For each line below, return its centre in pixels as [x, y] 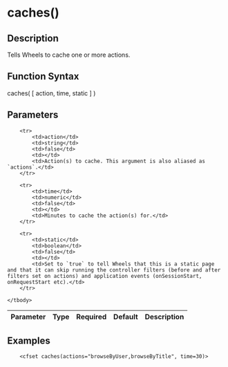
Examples [29, 341]
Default [125, 317]
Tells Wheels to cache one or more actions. [69, 55]
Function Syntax [43, 76]
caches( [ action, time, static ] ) [51, 93]
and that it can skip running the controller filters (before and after [114, 270]
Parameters [33, 115]
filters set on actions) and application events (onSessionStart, [105, 276]
